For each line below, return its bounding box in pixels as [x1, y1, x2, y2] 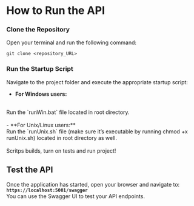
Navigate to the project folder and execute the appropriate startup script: [6, 78, 188, 85]
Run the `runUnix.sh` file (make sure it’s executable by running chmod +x [6, 128, 188, 135]
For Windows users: [15, 90, 67, 98]
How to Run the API [6, 4, 105, 18]
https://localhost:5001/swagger [6, 187, 88, 193]
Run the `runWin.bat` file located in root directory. [6, 108, 130, 116]
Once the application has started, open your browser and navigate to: [6, 181, 180, 188]
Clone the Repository [6, 25, 70, 34]
